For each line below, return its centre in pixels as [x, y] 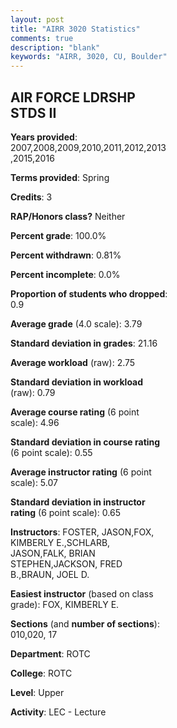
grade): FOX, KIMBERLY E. [65, 604]
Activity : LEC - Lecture [58, 712]
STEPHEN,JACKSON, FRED [66, 563]
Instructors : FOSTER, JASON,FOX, [82, 532]
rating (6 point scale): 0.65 [65, 512]
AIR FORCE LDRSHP [73, 97]
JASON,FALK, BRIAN [53, 553]
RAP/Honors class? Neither [68, 216]
